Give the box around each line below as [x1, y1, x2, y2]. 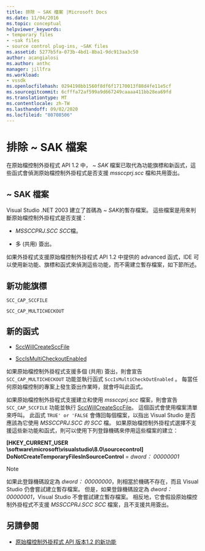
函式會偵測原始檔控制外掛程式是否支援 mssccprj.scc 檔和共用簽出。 [11, 170, 183, 177]
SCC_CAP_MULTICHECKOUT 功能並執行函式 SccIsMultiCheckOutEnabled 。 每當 [6, 375, 193, 383]
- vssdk [6, 77, 26, 84]
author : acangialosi [6, 55, 60, 61]
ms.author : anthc [6, 60, 51, 66]
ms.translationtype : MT [6, 95, 68, 101]
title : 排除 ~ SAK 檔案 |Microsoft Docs [6, 9, 107, 15]
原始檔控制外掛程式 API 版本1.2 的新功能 [15, 538, 117, 545]
